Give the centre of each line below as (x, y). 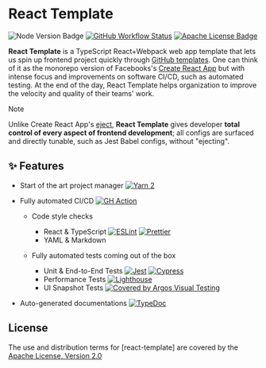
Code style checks (62, 216)
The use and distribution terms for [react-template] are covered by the (123, 347)
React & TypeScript (75, 231)
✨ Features (36, 167)
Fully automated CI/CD (57, 200)
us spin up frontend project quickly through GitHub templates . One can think (133, 60)
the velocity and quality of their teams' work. (81, 93)
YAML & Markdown (75, 240)
